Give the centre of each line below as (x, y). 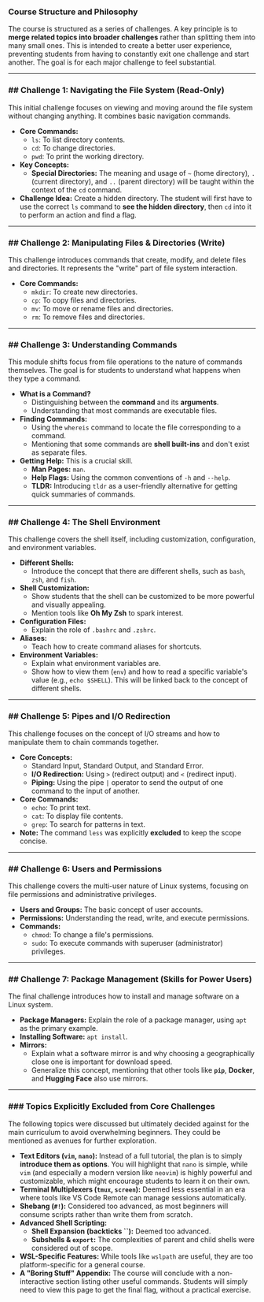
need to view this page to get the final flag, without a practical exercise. (135, 1289)
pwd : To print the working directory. (88, 156)
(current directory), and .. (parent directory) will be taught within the (143, 181)
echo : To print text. (61, 807)
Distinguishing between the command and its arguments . (125, 402)
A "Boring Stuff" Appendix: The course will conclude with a (117, 1273)
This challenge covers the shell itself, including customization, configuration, (132, 539)
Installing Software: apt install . (73, 1037)
